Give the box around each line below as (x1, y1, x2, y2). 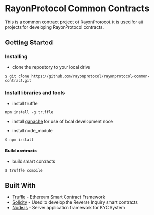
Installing (5, 53, 28, 60)
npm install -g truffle (5, 109, 54, 115)
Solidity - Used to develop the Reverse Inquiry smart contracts (12, 199, 138, 205)
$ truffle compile (5, 168, 43, 173)
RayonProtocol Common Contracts (5, 3, 150, 14)
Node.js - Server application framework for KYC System (12, 204, 125, 210)
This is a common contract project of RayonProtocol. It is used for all (5, 19, 143, 25)
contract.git (5, 78, 32, 83)
